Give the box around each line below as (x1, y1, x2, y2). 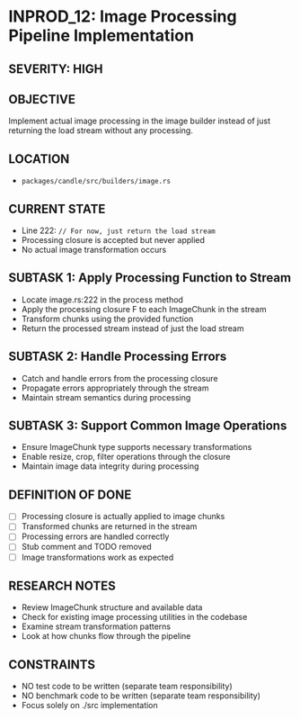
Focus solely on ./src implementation (21, 700, 158, 711)
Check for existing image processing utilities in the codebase (21, 612, 248, 623)
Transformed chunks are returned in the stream (21, 521, 198, 532)
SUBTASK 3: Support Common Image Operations (8, 418, 287, 434)
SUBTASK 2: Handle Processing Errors (8, 349, 227, 364)
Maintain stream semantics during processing (21, 391, 191, 402)
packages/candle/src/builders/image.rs (21, 177, 172, 186)
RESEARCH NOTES (8, 578, 116, 593)
